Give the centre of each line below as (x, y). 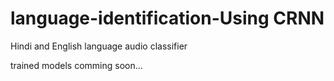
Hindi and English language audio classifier (99, 46)
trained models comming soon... (76, 65)
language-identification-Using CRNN (167, 18)
